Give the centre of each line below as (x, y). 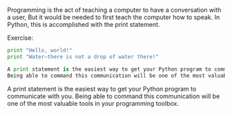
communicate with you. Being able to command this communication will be (114, 96)
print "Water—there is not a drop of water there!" (83, 57)
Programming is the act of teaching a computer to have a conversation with (114, 10)
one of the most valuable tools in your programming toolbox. (93, 103)
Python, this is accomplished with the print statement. (84, 24)
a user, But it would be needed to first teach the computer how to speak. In (114, 17)
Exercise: (20, 38)
